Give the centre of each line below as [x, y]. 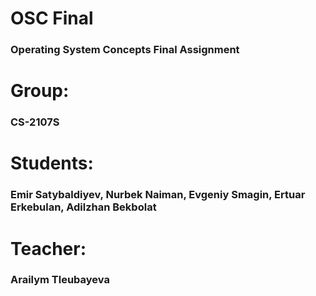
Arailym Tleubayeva [60, 280]
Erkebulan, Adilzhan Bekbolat [83, 207]
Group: [40, 91]
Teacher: [48, 248]
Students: [52, 163]
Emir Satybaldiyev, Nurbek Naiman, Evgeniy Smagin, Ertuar [158, 195]
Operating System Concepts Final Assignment [125, 50]
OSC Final [52, 18]
